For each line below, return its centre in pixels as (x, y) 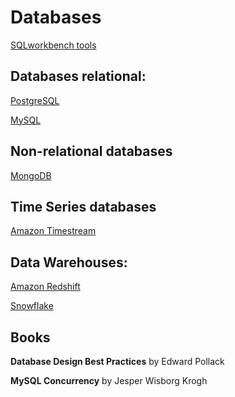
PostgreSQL (35, 100)
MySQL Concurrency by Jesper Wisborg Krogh (109, 380)
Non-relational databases (91, 151)
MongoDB (31, 175)
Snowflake (32, 306)
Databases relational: (78, 76)
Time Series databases (83, 206)
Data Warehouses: (69, 262)
